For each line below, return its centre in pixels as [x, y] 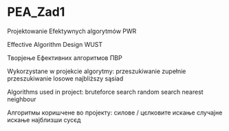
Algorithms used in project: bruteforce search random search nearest [106, 92]
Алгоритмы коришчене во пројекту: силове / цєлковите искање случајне [115, 112]
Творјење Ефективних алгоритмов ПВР [65, 58]
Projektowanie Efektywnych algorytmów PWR [72, 31]
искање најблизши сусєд [44, 120]
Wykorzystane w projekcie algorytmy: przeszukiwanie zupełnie [97, 71]
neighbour [22, 99]
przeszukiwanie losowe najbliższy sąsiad [65, 78]
